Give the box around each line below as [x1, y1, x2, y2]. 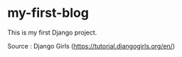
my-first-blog [7, 5, 89, 21]
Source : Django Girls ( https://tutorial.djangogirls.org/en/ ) [7, 42, 176, 50]
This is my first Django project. [7, 28, 97, 37]
